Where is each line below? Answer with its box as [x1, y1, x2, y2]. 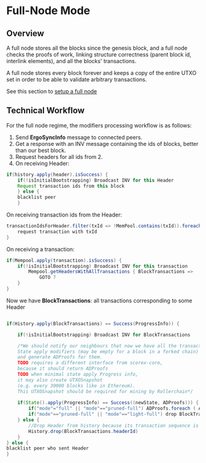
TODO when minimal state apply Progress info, [17, 372, 139, 378]
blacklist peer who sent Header [6, 445, 89, 451]
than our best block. [15, 147, 66, 154]
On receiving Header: [15, 159, 70, 167]
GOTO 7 [39, 274, 56, 281]
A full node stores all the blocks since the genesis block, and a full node [6, 44, 188, 52]
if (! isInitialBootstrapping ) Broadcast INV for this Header [17, 177, 174, 183]
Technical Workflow [6, 105, 85, 116]
